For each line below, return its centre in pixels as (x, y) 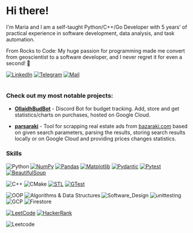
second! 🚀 (18, 63)
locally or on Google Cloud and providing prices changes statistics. (95, 138)
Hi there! (27, 11)
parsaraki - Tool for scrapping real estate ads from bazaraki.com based (101, 126)
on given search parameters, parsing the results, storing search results (100, 132)
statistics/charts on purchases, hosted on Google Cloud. (82, 115)
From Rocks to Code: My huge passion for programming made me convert (96, 50)
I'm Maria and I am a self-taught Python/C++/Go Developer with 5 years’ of (96, 27)
